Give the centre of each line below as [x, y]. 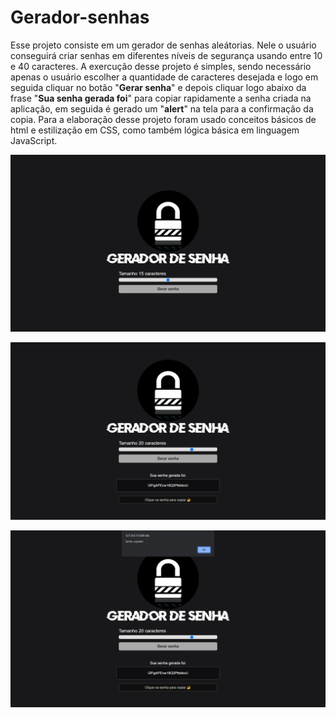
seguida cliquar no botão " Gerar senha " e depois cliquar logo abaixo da [158, 87]
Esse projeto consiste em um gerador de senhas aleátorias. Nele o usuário [163, 45]
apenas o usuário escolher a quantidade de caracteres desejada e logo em [164, 77]
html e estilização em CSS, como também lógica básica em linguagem [155, 130]
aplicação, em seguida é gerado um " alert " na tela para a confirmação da [162, 108]
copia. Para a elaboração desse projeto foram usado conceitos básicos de [163, 119]
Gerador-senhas [80, 17]
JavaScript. [34, 140]
